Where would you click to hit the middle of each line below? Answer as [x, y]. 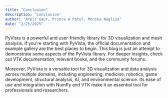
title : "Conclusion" [27, 10]
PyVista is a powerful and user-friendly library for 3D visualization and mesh [84, 38]
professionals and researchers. [37, 90]
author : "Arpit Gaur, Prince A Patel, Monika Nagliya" [63, 19]
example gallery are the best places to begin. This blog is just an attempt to [82, 48]
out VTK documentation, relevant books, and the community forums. [76, 59]
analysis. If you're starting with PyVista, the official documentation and [78, 43]
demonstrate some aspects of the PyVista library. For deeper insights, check [84, 54]
